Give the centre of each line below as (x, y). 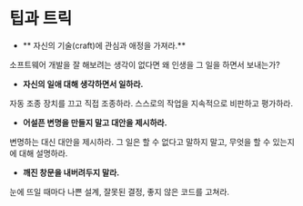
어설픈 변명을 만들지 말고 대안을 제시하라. (95, 123)
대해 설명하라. (43, 153)
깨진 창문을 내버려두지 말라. (71, 172)
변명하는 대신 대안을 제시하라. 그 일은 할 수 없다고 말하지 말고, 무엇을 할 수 (140, 142)
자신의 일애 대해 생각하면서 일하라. (83, 83)
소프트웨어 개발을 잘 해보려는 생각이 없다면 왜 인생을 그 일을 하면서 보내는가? (145, 64)
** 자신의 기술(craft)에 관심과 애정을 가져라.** (104, 45)
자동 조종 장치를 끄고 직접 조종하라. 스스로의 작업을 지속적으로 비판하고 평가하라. (151, 103)
